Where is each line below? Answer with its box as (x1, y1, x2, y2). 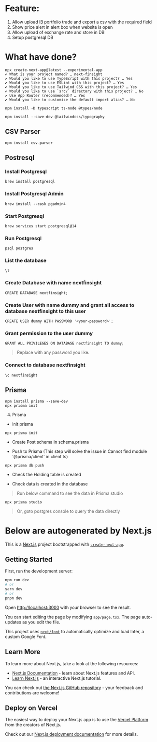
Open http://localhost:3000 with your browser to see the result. (5, 604, 131, 610)
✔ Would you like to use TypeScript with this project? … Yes (5, 76, 133, 81)
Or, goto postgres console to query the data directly (16, 508, 120, 514)
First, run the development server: (5, 568, 73, 574)
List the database (5, 257, 47, 264)
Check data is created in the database (12, 481, 88, 486)
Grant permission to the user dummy (5, 330, 93, 337)
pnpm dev (5, 596, 23, 601)
